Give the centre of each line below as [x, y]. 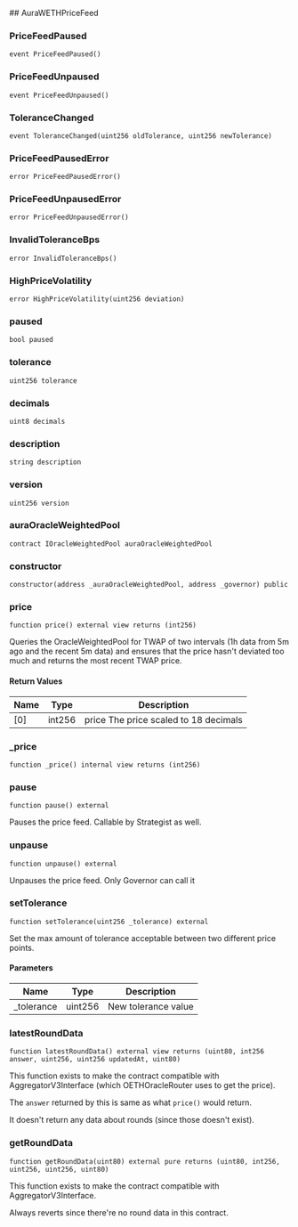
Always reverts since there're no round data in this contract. [119, 1212]
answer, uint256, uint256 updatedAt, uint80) [95, 1060]
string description [45, 462]
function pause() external [59, 806]
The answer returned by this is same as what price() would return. [130, 1102]
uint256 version [39, 503]
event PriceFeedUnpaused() [59, 95]
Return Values [36, 681]
